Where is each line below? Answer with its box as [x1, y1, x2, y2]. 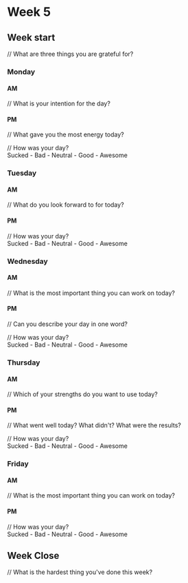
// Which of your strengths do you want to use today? [7, 390, 158, 398]
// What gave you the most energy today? [7, 130, 125, 139]
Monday [7, 67, 36, 76]
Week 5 [7, 4, 51, 20]
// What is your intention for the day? [7, 99, 111, 108]
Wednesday [7, 256, 48, 266]
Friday [7, 459, 29, 469]
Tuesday [7, 168, 37, 178]
